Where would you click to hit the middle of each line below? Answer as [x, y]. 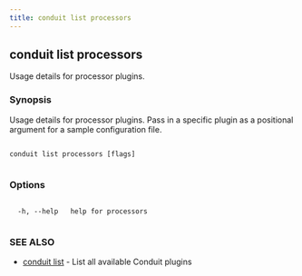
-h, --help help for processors [83, 212]
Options [27, 184]
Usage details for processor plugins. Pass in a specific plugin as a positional [151, 120]
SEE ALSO [32, 241]
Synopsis [30, 100]
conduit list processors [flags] [73, 154]
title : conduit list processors [70, 18]
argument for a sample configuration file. [86, 129]
